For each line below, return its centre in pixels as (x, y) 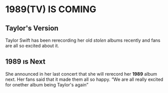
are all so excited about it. (32, 46)
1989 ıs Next (25, 62)
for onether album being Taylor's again (46, 84)
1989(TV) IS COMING (51, 9)
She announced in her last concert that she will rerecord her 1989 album (81, 74)
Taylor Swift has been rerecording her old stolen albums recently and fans (83, 40)
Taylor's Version (32, 28)
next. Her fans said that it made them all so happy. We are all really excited (85, 79)
